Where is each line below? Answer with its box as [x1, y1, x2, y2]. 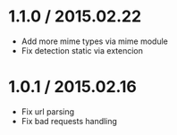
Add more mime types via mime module [21, 36, 169, 46]
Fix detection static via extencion [21, 45, 144, 55]
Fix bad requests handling [21, 115, 118, 126]
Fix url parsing [21, 105, 75, 117]
